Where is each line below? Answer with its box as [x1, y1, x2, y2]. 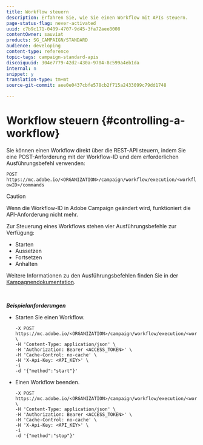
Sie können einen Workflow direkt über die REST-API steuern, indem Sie [6, 146, 186, 154]
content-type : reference [6, 49, 69, 55]
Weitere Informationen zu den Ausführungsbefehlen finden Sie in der [6, 271, 179, 279]
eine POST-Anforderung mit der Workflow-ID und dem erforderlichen [6, 153, 179, 160]
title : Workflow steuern [6, 8, 69, 15]
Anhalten [15, 260, 38, 267]
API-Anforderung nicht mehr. [6, 211, 79, 218]
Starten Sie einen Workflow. [15, 313, 85, 321]
